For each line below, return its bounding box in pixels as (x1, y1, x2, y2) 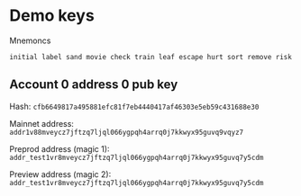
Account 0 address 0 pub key (9, 77, 178, 93)
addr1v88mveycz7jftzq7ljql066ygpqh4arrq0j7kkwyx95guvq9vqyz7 (9, 128, 244, 137)
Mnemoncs (9, 35, 51, 46)
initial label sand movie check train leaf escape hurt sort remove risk (9, 52, 293, 61)
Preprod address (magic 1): (9, 143, 110, 154)
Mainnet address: (9, 118, 75, 129)
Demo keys (9, 5, 95, 26)
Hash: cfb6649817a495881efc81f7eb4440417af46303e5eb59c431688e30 (9, 101, 260, 111)
